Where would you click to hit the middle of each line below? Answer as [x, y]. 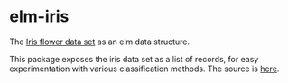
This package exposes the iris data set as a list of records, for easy [134, 59]
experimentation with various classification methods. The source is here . [144, 69]
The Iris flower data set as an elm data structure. [100, 41]
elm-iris [39, 17]
